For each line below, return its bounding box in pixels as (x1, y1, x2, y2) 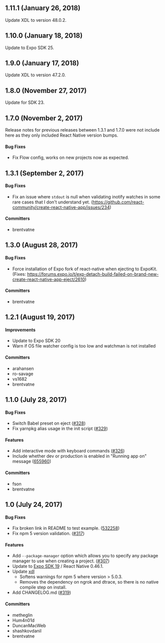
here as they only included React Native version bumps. (5, 132, 118, 138)
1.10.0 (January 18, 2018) (5, 32, 83, 40)
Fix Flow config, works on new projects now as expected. (12, 154, 130, 160)
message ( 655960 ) (12, 458, 52, 464)
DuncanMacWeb (12, 622, 46, 628)
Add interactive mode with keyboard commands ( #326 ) (12, 448, 125, 454)
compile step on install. (19, 584, 67, 591)
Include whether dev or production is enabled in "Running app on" (12, 453, 147, 459)
